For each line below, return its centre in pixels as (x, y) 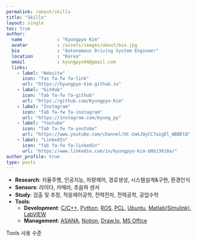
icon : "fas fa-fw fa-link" (56, 78)
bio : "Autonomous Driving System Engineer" (85, 51)
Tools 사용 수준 (24, 233)
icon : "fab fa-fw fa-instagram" (62, 112)
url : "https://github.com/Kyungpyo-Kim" (73, 101)
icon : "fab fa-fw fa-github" (58, 95)
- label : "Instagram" (44, 106)
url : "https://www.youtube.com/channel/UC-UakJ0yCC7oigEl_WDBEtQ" (106, 134)
